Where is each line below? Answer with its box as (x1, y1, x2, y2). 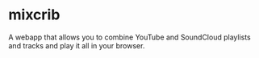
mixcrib (8, 6, 61, 24)
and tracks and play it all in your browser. (8, 40, 145, 50)
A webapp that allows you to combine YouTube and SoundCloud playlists (8, 32, 252, 42)
